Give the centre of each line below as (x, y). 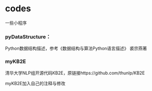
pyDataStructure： (28, 36)
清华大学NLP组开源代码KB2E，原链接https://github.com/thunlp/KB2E (75, 73)
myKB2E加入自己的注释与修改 (35, 83)
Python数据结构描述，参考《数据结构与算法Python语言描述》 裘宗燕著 (76, 48)
